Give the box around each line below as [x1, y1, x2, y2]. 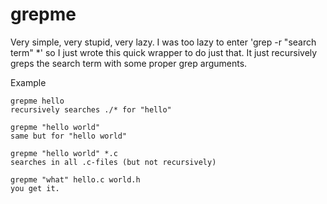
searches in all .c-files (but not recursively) [10, 157, 217, 167]
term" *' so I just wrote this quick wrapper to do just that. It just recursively [10, 46, 318, 58]
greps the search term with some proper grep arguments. [10, 57, 248, 69]
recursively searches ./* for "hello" [10, 104, 172, 115]
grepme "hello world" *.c [10, 148, 118, 158]
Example [10, 76, 47, 88]
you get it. [10, 183, 60, 193]
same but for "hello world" [10, 131, 128, 141]
